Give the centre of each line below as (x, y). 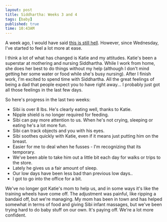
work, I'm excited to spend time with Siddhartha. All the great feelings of (80, 79)
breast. (20, 142)
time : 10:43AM (20, 29)
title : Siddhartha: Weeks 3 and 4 (41, 15)
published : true (22, 24)
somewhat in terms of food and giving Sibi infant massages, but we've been (83, 204)
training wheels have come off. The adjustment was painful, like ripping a (81, 194)
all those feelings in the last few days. (44, 90)
